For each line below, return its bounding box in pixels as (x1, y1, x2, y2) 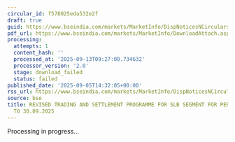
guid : (7, 23, 23, 30)
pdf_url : (7, 29, 33, 37)
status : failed (13, 75, 58, 83)
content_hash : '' (13, 50, 64, 57)
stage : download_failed (13, 69, 83, 76)
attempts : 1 (13, 43, 49, 50)
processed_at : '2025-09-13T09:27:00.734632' (13, 56, 145, 63)
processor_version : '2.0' (13, 62, 90, 69)
